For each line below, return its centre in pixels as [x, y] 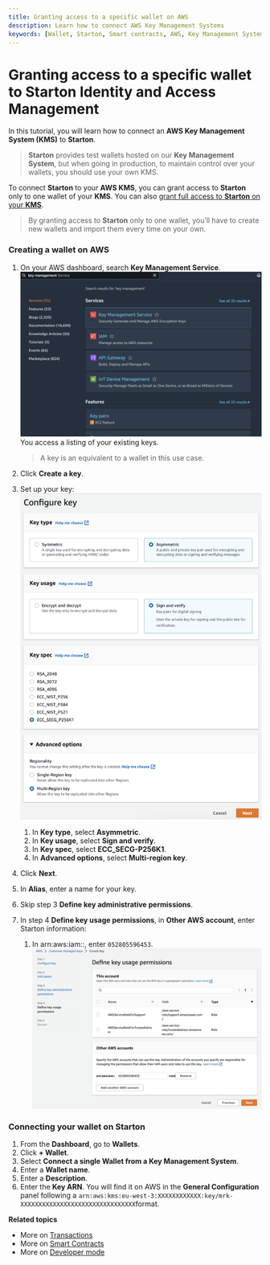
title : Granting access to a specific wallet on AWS [98, 17]
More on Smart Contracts [62, 1244]
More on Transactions [56, 1235]
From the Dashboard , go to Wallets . [80, 1144]
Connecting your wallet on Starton [77, 1127]
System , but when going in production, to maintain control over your [141, 164]
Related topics [33, 1220]
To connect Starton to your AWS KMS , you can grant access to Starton [127, 188]
